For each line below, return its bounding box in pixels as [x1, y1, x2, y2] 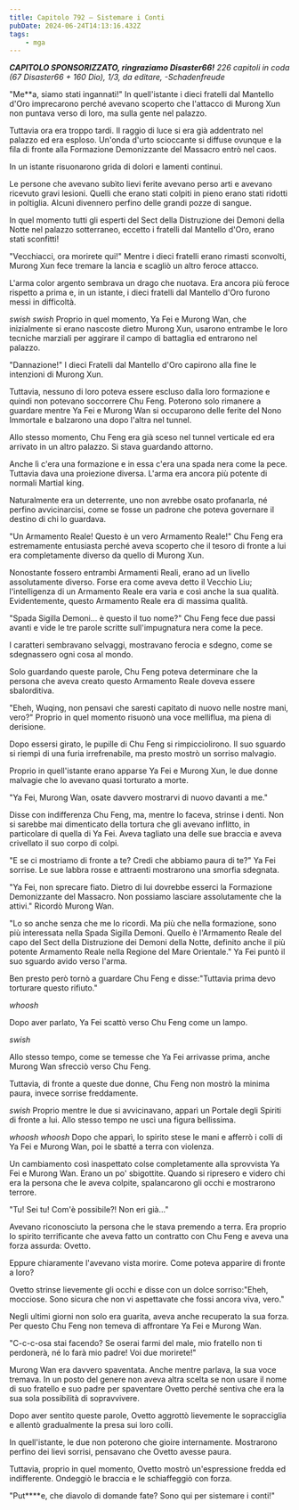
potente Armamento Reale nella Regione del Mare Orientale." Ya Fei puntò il [9, 946, 286, 958]
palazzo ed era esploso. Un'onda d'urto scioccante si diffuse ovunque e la [9, 135, 282, 145]
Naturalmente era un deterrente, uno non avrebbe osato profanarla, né [9, 495, 268, 506]
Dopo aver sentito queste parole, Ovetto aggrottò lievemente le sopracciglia [9, 1410, 287, 1421]
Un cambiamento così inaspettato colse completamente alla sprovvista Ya [9, 1159, 280, 1170]
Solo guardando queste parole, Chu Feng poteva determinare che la [9, 666, 258, 677]
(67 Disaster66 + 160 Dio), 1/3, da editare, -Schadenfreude [9, 72, 225, 83]
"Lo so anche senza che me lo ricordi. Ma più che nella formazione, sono [9, 918, 278, 929]
